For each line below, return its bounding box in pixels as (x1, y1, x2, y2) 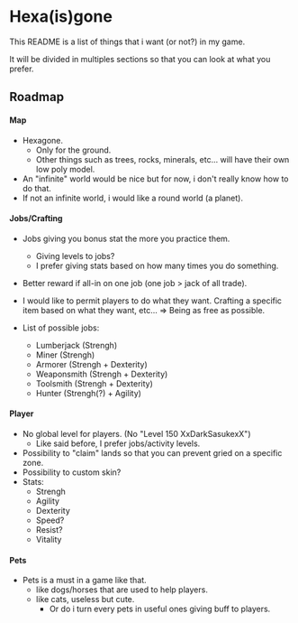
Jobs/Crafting (9, 213, 63, 224)
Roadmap (9, 89, 65, 105)
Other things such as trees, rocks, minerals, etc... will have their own (35, 153, 290, 164)
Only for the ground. (35, 144, 112, 155)
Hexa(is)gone (9, 6, 113, 27)
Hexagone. (22, 135, 63, 145)
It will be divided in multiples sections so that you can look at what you (9, 53, 271, 64)
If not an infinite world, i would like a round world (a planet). (22, 192, 243, 203)
